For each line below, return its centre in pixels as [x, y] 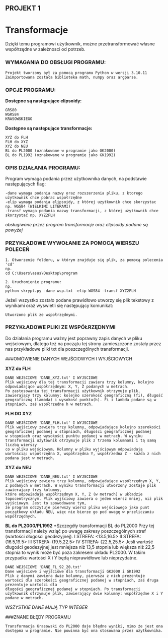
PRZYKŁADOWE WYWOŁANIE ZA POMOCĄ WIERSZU [72, 243]
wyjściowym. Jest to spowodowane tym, [46, 503]
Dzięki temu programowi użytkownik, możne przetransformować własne [80, 44]
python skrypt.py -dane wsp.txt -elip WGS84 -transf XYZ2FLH [71, 291]
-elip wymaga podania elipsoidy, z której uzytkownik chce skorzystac [81, 202]
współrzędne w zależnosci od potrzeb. [45, 49]
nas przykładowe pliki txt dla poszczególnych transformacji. [67, 349]
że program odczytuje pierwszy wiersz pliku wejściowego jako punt [77, 507]
